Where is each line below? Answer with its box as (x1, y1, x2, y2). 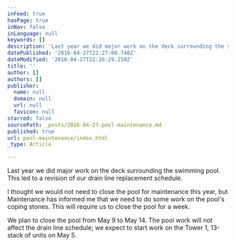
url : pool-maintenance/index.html (7, 134, 109, 141)
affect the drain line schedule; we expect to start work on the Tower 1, (7, 224, 209, 232)
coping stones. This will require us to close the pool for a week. (7, 202, 191, 211)
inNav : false (7, 23, 46, 30)
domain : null (13, 96, 52, 103)
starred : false (7, 115, 52, 122)
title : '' (7, 63, 37, 70)
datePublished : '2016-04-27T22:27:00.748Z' (7, 50, 137, 57)
